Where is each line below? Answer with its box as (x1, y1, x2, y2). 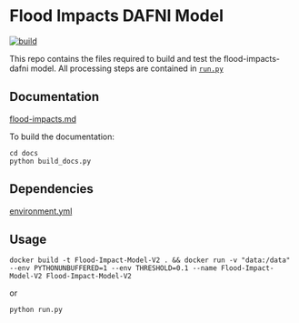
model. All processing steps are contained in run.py (30, 63, 224, 74)
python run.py (9, 306, 64, 315)
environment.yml (9, 206, 73, 217)
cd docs (9, 148, 39, 157)
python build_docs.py (9, 156, 92, 166)
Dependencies (9, 181, 94, 197)
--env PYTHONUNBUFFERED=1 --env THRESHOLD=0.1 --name (9, 264, 218, 273)
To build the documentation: (9, 131, 115, 142)
